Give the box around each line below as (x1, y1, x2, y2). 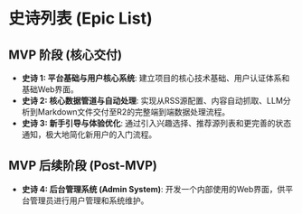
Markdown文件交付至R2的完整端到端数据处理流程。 (37, 107, 231, 117)
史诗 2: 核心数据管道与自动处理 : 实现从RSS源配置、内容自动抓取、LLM (21, 96, 284, 106)
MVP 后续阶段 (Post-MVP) (8, 158, 157, 173)
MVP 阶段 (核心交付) (8, 47, 123, 62)
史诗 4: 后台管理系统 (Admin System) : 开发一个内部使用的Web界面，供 (21, 183, 286, 194)
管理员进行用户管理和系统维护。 (29, 195, 149, 206)
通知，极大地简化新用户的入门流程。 (21, 129, 157, 140)
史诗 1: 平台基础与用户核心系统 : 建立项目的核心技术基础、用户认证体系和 (21, 73, 290, 83)
